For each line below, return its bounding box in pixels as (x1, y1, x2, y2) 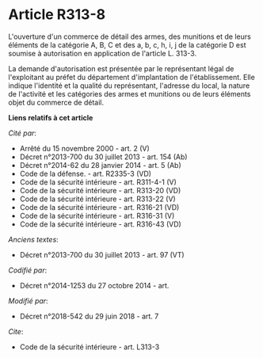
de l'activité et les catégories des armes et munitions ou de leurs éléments (8, 89, 251, 98)
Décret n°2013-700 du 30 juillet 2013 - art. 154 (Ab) (19, 152, 188, 162)
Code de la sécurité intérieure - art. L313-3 (19, 342, 160, 352)
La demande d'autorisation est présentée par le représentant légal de (8, 63, 234, 73)
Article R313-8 (8, 6, 105, 24)
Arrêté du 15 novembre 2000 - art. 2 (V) (19, 143, 151, 153)
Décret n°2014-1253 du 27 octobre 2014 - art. (19, 280, 170, 290)
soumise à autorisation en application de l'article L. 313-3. (8, 48, 196, 58)
